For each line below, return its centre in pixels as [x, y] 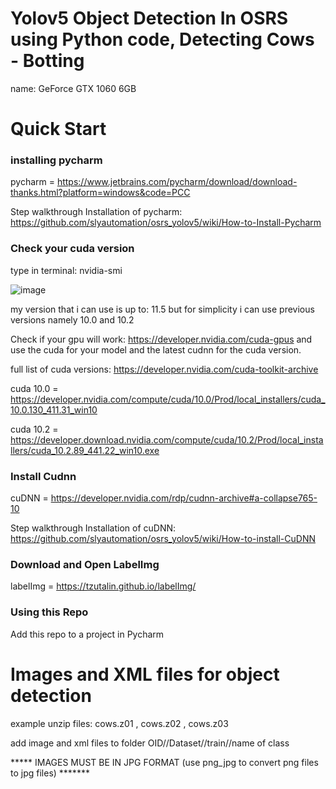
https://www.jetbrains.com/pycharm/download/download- [177, 182]
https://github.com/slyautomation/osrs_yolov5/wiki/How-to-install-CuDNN [163, 539]
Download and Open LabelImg [85, 564]
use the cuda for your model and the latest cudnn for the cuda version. [156, 349]
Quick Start [58, 129]
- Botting [47, 61]
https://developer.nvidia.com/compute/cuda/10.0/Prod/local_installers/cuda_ [168, 399]
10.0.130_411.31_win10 [54, 409]
